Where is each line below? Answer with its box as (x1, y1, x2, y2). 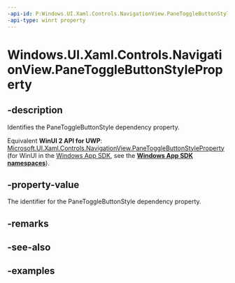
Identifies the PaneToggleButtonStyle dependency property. (7, 123, 180, 131)
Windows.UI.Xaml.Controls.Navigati (7, 47, 222, 63)
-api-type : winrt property (7, 17, 86, 24)
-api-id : (7, 10, 33, 17)
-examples (7, 265, 55, 277)
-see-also (7, 242, 51, 254)
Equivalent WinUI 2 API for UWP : (7, 136, 103, 145)
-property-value (7, 179, 80, 191)
